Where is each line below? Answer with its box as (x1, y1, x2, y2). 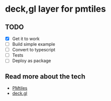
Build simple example (12, 41, 55, 47)
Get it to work (12, 36, 40, 41)
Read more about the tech (5, 72, 86, 81)
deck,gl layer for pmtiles (5, 3, 106, 15)
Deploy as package (12, 58, 51, 64)
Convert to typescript (12, 47, 55, 53)
